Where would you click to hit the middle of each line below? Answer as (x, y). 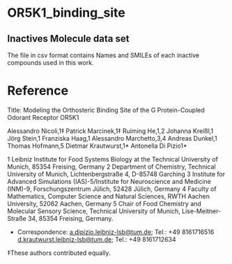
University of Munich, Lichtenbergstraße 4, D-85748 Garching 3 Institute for (116, 174)
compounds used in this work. (51, 63)
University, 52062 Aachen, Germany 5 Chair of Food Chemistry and (105, 203)
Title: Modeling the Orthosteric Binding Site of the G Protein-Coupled (106, 110)
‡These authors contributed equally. (59, 253)
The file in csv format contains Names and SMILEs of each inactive (103, 55)
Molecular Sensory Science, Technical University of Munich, (94, 211)
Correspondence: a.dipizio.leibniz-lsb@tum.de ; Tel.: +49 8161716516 (116, 232)
